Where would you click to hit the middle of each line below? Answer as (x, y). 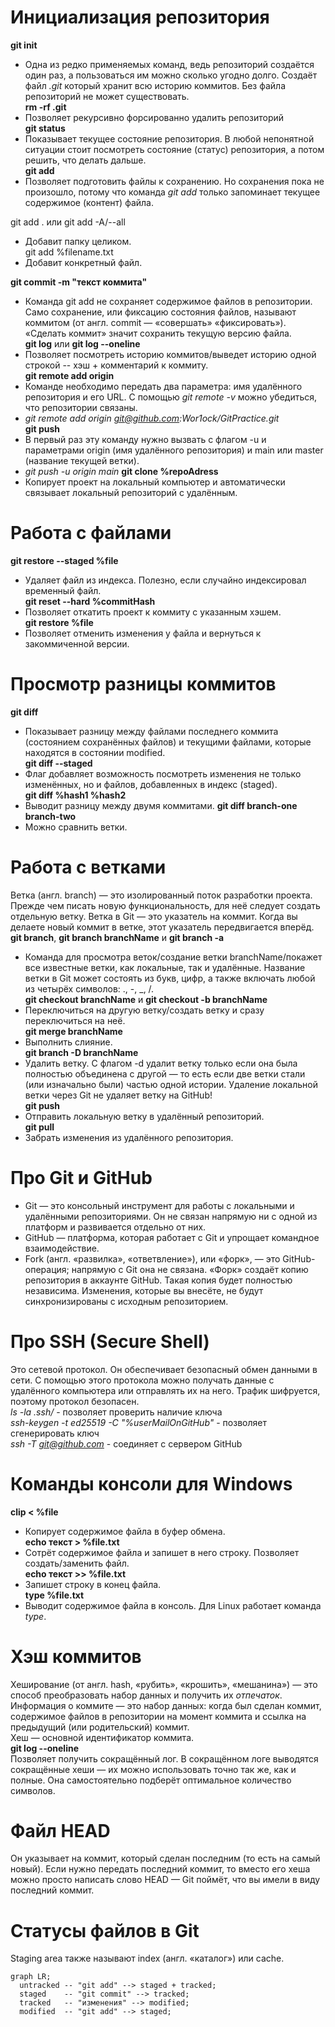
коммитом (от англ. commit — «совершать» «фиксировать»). (155, 322)
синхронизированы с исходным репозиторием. (126, 1301)
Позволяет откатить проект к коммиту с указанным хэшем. (153, 612)
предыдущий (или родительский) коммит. (100, 1727)
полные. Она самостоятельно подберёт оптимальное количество (151, 1780)
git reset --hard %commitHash (90, 601)
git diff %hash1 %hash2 (75, 795)
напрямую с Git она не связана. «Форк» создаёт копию (190, 1269)
